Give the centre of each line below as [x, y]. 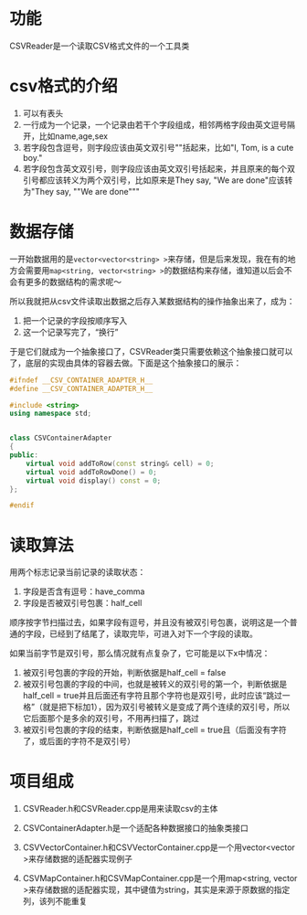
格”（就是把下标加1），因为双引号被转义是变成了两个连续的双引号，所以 [156, 707]
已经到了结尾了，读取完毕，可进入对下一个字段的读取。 [153, 634]
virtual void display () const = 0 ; [94, 481]
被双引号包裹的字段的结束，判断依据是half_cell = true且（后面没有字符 [155, 730]
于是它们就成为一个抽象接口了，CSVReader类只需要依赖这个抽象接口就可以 [151, 351]
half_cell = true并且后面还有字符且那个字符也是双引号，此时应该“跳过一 [156, 696]
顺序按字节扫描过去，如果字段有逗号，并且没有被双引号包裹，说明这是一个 [149, 622]
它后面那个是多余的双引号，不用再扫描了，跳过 [111, 718]
